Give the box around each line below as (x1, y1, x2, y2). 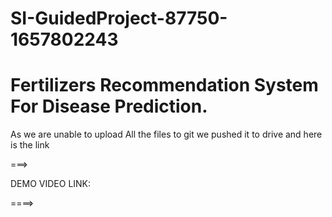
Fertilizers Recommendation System (10, 74, 319, 97)
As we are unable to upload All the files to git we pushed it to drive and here (10, 128, 323, 141)
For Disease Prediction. (10, 95, 208, 118)
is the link (10, 139, 50, 151)
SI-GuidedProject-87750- (10, 7, 228, 30)
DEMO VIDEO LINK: (10, 178, 92, 190)
